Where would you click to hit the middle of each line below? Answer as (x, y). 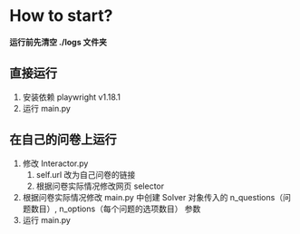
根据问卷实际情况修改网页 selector (100, 186)
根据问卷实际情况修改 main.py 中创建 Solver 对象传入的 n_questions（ (153, 197)
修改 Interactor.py (55, 163)
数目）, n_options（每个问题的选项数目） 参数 (116, 209)
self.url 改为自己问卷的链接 (86, 174)
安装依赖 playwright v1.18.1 (71, 97)
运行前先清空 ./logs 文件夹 (58, 42)
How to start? (61, 16)
